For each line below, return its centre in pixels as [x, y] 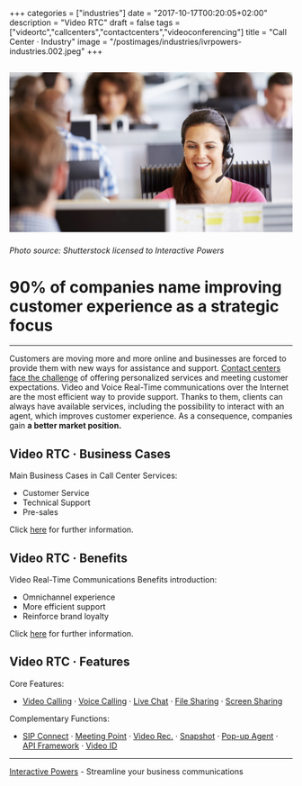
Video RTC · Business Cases [90, 454]
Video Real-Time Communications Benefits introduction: [113, 580]
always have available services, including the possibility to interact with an [147, 407]
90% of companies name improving [146, 287]
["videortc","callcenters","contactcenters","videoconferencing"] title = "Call [148, 32]
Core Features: [37, 683]
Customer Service [56, 493]
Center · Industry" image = [58, 41]
